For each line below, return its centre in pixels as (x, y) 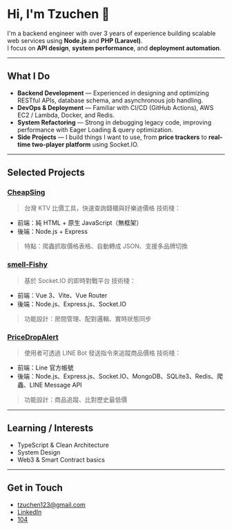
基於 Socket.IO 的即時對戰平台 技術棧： (80, 280)
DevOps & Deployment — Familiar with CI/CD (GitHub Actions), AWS (115, 107)
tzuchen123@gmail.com (51, 504)
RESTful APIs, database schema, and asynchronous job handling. (110, 100)
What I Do (29, 76)
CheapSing (26, 192)
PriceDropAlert (33, 337)
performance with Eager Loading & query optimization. (95, 129)
